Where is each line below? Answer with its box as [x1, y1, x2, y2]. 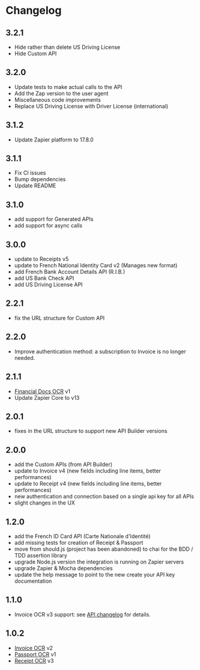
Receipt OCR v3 [14, 657, 54, 664]
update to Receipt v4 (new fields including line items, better [14, 480, 162, 488]
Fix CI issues [14, 169, 46, 176]
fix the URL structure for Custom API [14, 314, 105, 321]
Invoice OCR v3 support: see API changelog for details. [14, 610, 151, 618]
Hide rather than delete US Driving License [14, 43, 121, 51]
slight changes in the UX [14, 499, 76, 506]
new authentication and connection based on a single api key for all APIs [14, 493, 195, 500]
